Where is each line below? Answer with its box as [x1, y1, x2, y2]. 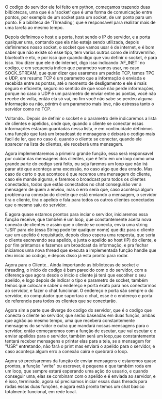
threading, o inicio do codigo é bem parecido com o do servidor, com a [5, 267, 147, 273]
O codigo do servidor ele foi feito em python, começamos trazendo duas [5, 4, 150, 10]
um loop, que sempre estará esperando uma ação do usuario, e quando [5, 368, 148, 374]
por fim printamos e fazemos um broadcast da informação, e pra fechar [5, 242, 148, 248]
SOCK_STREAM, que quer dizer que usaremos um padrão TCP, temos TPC [5, 70, 155, 76]
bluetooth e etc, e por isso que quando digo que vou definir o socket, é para [5, 55, 157, 60]
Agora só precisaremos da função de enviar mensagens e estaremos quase [5, 358, 157, 364]
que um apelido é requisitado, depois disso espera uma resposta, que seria [5, 232, 156, 238]
